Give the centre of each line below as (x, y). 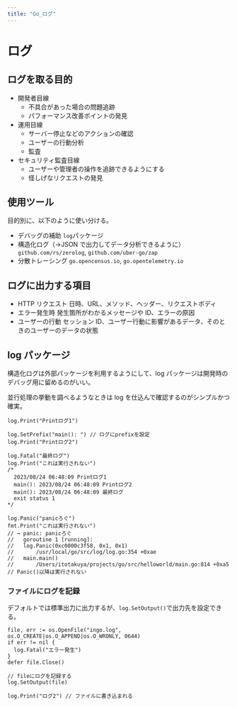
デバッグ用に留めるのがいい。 (51, 382)
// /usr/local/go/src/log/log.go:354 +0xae (82, 552)
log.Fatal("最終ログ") (39, 456)
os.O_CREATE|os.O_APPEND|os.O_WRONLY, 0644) (74, 636)
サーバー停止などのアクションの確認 (81, 133)
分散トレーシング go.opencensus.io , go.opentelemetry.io (100, 261)
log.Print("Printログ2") (43, 442)
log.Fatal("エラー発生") (47, 650)
